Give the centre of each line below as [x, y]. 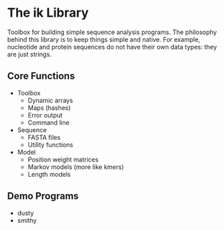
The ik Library [48, 13]
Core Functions [41, 76]
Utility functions [50, 145]
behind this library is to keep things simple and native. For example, [104, 39]
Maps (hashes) [49, 107]
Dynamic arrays [50, 100]
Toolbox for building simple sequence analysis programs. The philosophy [112, 32]
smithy [27, 220]
